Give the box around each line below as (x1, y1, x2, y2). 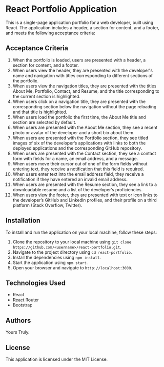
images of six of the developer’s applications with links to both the (12, 140, 146, 146)
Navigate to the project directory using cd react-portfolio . (12, 249, 132, 255)
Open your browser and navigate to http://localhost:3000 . (12, 265, 132, 270)
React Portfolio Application (5, 3, 117, 15)
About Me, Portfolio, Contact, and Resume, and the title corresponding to (12, 88, 160, 94)
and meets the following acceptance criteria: (5, 30, 96, 36)
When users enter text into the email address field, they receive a (12, 171, 144, 177)
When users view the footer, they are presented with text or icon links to (12, 192, 158, 198)
